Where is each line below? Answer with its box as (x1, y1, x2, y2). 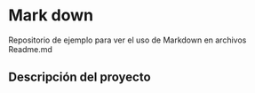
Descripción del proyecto (8, 70, 152, 85)
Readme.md (8, 43, 52, 54)
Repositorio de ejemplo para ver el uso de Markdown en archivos (8, 35, 247, 45)
